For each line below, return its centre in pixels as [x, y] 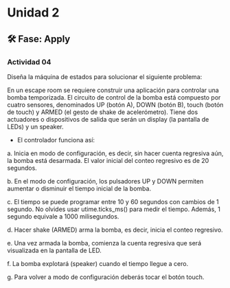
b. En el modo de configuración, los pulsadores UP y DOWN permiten [105, 181]
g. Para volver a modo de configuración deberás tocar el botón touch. [106, 277]
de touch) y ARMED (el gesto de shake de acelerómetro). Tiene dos [103, 112]
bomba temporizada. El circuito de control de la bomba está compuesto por [114, 97]
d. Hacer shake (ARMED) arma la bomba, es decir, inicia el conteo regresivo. [115, 230]
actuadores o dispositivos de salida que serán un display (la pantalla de [108, 119]
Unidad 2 [33, 13]
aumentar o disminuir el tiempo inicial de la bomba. [79, 188]
